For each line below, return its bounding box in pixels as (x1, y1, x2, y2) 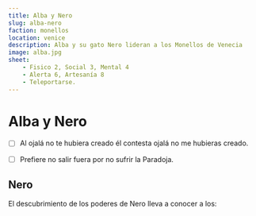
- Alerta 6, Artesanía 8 (22, 71, 105, 79)
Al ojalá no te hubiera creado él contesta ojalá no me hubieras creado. (19, 138, 249, 148)
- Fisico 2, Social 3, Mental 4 (22, 64, 129, 71)
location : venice (8, 33, 66, 42)
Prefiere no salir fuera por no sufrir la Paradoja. (19, 154, 174, 164)
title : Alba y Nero (8, 11, 73, 20)
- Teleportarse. (22, 78, 77, 86)
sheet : (8, 56, 30, 64)
